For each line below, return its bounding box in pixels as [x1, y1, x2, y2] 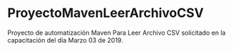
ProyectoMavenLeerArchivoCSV [7, 5, 204, 21]
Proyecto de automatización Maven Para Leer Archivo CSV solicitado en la [7, 28, 226, 37]
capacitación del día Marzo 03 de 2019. [7, 35, 123, 44]
